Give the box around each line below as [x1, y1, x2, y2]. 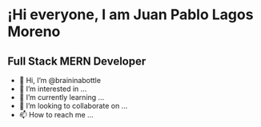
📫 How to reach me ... [18, 110, 94, 119]
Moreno [7, 22, 61, 41]
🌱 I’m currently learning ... [18, 93, 105, 101]
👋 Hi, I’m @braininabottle [18, 76, 102, 85]
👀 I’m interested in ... [18, 84, 87, 93]
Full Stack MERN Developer [7, 54, 147, 68]
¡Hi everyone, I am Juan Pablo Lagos [7, 6, 254, 24]
